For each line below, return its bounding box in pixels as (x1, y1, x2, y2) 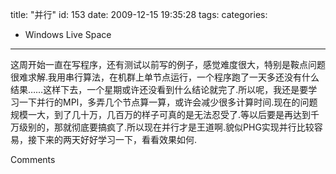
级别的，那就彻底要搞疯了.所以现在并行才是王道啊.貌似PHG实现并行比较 (18, 121, 315, 133)
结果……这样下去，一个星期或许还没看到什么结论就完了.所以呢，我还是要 (10, 84, 309, 95)
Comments (10, 154, 56, 165)
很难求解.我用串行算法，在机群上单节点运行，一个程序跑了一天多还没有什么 (10, 71, 320, 83)
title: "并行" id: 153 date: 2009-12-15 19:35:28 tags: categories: (10, 9, 268, 20)
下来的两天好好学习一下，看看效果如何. (36, 134, 198, 145)
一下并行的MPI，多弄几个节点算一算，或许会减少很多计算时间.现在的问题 (18, 96, 318, 108)
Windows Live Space (24, 29, 112, 40)
